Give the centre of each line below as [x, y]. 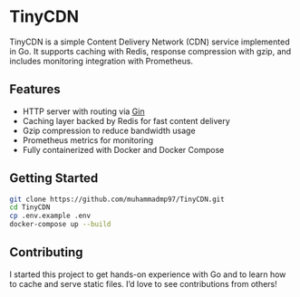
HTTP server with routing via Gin [83, 111]
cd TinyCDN [30, 207]
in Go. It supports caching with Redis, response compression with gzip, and [150, 51]
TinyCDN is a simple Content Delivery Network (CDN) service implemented [150, 42]
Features [35, 89]
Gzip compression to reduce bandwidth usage [109, 130]
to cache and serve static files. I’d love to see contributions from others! [144, 283]
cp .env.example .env [50, 216]
